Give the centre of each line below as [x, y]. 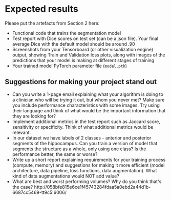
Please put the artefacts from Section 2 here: [52, 23]
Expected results [42, 9]
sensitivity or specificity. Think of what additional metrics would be [83, 127]
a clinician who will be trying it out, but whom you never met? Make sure [88, 99]
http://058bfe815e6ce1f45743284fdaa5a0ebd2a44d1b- [92, 187]
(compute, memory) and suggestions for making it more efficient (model [88, 165]
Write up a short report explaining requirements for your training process [89, 159]
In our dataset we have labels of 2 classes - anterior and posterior [82, 138]
